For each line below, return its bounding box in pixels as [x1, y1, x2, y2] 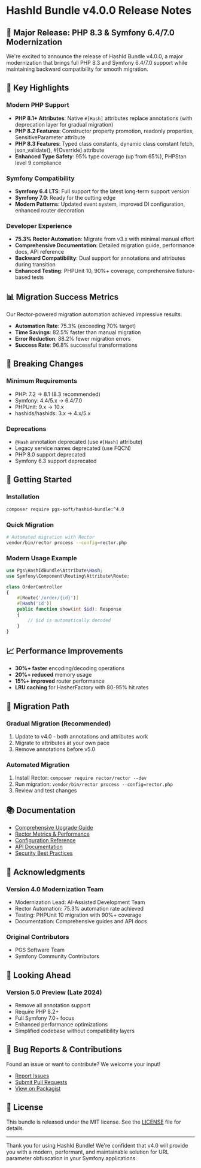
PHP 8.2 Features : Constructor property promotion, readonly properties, [14, 127, 194, 134]
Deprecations [6, 424, 47, 433]
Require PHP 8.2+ [14, 1008, 59, 1015]
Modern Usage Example [6, 554, 78, 562]
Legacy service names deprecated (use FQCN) [14, 445, 132, 452]
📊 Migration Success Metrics [6, 292, 119, 302]
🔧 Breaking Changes [6, 359, 84, 369]
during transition [14, 261, 56, 268]
